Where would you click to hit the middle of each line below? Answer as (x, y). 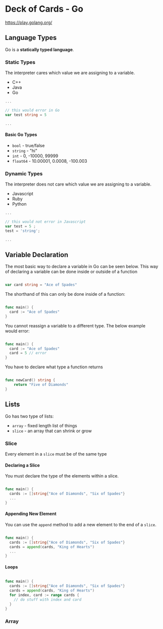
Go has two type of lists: (29, 416)
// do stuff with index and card (48, 600)
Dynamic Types (24, 173)
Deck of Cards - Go (44, 9)
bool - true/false (28, 145)
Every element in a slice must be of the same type (56, 454)
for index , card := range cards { (44, 595)
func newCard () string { (30, 380)
